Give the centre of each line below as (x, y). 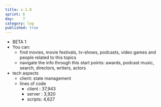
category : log (20, 23)
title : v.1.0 (18, 10)
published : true (22, 28)
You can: (21, 47)
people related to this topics (48, 57)
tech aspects (25, 73)
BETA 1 (19, 42)
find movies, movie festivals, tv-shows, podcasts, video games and (88, 53)
